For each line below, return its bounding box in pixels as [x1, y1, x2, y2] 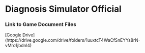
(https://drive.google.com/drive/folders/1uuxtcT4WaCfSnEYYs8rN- [5, 37, 141, 43]
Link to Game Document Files [5, 21, 77, 28]
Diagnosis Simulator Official [5, 3, 122, 15]
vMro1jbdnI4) [5, 43, 32, 49]
